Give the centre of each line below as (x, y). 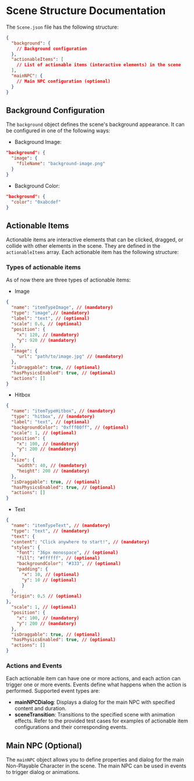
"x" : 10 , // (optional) (50, 574)
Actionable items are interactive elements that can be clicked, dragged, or (95, 240)
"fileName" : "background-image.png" (61, 164)
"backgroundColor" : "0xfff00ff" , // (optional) (70, 427)
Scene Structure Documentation (86, 11)
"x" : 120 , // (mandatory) (48, 335)
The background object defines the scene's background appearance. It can (95, 125)
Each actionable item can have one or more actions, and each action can (93, 679)
